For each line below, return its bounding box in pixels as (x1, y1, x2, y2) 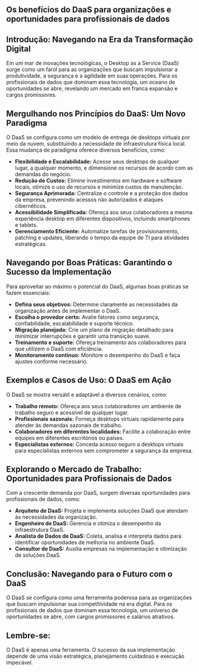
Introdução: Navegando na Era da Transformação (6, 34, 194, 44)
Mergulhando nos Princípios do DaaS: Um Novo (6, 109, 186, 119)
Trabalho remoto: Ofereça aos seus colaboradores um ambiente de (14, 402, 182, 409)
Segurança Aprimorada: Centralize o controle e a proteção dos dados (14, 190, 188, 197)
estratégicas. (14, 241, 48, 248)
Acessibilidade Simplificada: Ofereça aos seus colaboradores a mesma (14, 209, 192, 216)
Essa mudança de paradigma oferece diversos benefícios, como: (6, 146, 166, 154)
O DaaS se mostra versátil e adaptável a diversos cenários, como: (6, 391, 168, 398)
